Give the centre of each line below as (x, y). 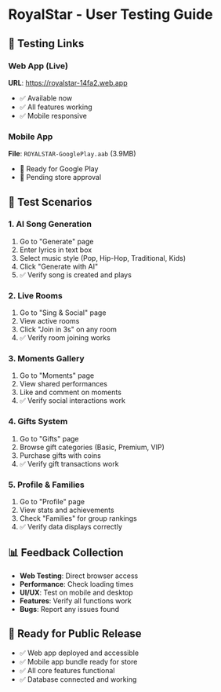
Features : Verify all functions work (75, 600)
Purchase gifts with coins (60, 455)
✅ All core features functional (67, 670)
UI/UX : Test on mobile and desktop (76, 592)
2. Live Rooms (35, 295)
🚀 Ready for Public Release (75, 634)
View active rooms (49, 321)
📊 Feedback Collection (66, 553)
